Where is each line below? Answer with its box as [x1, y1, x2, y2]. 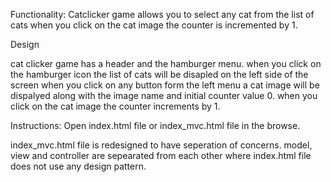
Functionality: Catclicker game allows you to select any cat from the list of [10, 9, 315, 20]
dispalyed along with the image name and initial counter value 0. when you [10, 90, 318, 101]
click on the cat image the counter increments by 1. [10, 100, 221, 112]
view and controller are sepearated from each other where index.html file [10, 150, 312, 161]
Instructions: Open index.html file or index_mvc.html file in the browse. [10, 120, 301, 131]
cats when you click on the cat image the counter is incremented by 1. [10, 19, 298, 31]
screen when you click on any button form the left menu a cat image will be [10, 79, 320, 91]
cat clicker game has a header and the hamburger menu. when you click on [10, 58, 322, 69]
